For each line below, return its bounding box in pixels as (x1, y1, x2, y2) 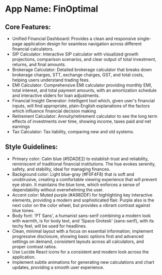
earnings (12, 124, 30, 129)
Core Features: (5, 23, 51, 31)
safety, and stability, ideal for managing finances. (12, 166, 111, 172)
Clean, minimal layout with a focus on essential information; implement (12, 228, 154, 234)
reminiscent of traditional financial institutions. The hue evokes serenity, (12, 161, 156, 166)
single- (137, 36, 151, 41)
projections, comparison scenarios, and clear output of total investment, (12, 56, 157, 62)
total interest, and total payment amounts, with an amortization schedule (12, 88, 157, 93)
